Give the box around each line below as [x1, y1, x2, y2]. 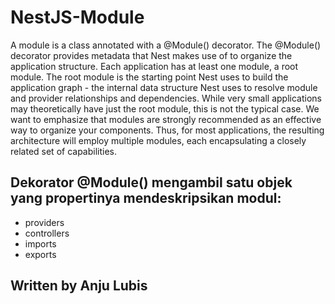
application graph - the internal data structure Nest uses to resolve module [10, 81, 318, 93]
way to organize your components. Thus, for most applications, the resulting [10, 124, 325, 136]
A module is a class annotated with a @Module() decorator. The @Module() [10, 39, 322, 51]
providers [24, 216, 65, 228]
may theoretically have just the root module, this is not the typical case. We [10, 102, 320, 115]
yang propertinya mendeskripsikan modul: [10, 190, 282, 207]
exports [24, 248, 57, 260]
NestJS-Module [10, 6, 145, 29]
